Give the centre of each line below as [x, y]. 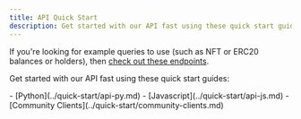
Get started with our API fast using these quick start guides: [120, 78]
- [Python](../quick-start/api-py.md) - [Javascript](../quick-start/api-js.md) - [149, 96]
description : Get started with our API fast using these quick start [142, 26]
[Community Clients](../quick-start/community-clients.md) [116, 105]
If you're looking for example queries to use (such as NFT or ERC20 [134, 51]
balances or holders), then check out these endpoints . [109, 61]
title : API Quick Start [54, 17]
